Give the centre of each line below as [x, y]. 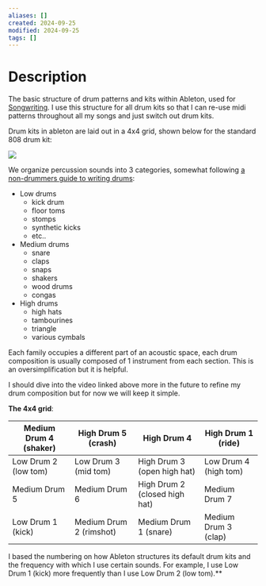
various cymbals [58, 337]
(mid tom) [93, 472]
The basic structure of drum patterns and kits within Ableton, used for [122, 99]
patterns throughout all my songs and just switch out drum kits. [111, 116]
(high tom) [224, 472]
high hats [47, 312]
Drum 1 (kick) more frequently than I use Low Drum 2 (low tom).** [116, 573]
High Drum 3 [162, 461]
